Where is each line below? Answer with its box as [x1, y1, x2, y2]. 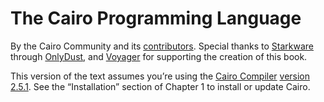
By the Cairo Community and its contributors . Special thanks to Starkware [10, 40, 314, 52]
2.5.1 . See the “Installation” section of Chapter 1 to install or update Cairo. [10, 80, 311, 92]
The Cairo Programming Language [10, 7, 302, 30]
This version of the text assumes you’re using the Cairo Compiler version [10, 70, 311, 82]
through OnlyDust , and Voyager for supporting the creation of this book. [10, 50, 308, 62]
